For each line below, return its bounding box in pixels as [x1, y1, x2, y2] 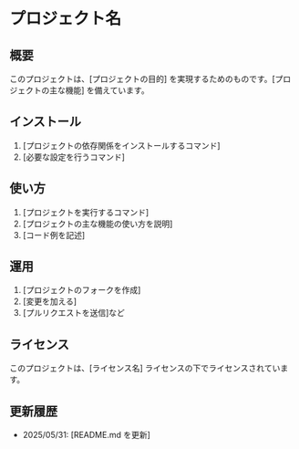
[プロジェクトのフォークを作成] [22, 285, 141, 296]
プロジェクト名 [9, 8, 122, 29]
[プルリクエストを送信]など [22, 308, 126, 318]
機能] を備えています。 [65, 85, 149, 96]
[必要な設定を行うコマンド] [22, 151, 126, 162]
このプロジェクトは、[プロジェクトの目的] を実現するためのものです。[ [9, 74, 275, 84]
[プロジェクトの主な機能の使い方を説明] [22, 218, 173, 229]
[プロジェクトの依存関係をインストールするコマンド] [22, 140, 221, 151]
